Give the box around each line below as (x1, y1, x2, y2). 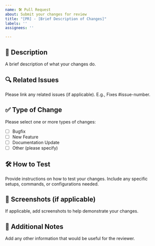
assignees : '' (5, 26, 34, 31)
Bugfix (12, 128, 26, 134)
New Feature (12, 134, 38, 140)
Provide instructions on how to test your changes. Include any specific (5, 176, 148, 182)
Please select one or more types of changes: (5, 119, 96, 124)
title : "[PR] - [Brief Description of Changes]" (5, 16, 107, 21)
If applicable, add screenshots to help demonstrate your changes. (5, 208, 139, 214)
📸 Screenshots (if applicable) (5, 195, 96, 204)
